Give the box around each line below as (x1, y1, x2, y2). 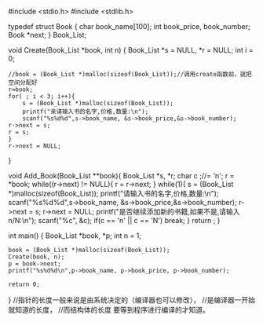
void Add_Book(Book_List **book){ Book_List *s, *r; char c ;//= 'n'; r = (8, 171, 235, 180)
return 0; (8, 280, 41, 288)
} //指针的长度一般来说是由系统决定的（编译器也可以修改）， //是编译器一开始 (8, 295, 256, 305)
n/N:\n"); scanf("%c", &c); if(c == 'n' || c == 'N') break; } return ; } (8, 216, 221, 225)
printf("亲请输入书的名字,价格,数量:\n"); (22, 108, 149, 115)
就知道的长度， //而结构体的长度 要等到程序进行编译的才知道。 (8, 306, 210, 314)
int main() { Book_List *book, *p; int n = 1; (8, 231, 142, 240)
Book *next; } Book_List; (8, 31, 87, 39)
